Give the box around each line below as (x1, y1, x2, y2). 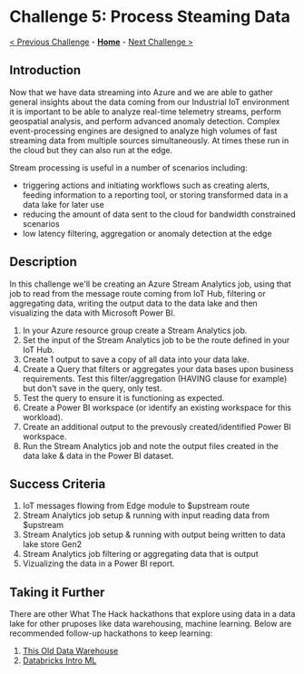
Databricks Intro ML (22, 655, 97, 666)
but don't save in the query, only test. (22, 383, 162, 394)
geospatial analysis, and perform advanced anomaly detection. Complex (9, 115, 280, 126)
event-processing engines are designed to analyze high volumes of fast (9, 125, 278, 136)
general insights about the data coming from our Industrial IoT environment (9, 96, 290, 107)
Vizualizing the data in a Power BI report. (22, 558, 175, 569)
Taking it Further (9, 584, 105, 600)
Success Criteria (9, 476, 106, 492)
